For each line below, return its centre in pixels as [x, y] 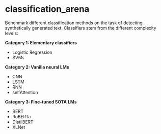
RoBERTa [21, 116]
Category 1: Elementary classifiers [41, 42]
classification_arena [47, 9]
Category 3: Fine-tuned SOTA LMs [41, 101]
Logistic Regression [32, 52]
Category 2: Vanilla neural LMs [37, 67]
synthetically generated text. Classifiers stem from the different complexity [81, 28]
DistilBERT [23, 122]
